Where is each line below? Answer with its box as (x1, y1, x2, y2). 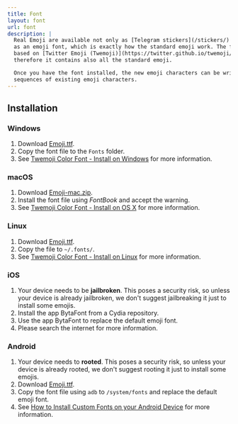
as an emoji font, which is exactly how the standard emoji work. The (13, 43, 227, 50)
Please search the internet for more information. (17, 324, 158, 333)
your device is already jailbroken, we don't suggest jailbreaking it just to (17, 294, 227, 302)
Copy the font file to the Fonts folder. (17, 147, 125, 156)
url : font (7, 23, 37, 30)
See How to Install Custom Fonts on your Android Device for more (17, 403, 210, 411)
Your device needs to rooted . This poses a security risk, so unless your (17, 357, 226, 366)
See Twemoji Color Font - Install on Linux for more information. (17, 252, 201, 261)
